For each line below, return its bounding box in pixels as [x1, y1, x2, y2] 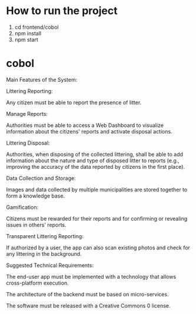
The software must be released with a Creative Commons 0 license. [6, 302, 171, 309]
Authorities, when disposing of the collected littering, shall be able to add [6, 151, 184, 158]
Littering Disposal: [6, 139, 50, 146]
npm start [14, 36, 38, 43]
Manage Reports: [6, 110, 48, 117]
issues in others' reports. [6, 221, 67, 228]
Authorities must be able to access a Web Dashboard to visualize [6, 122, 164, 129]
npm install [14, 29, 42, 36]
